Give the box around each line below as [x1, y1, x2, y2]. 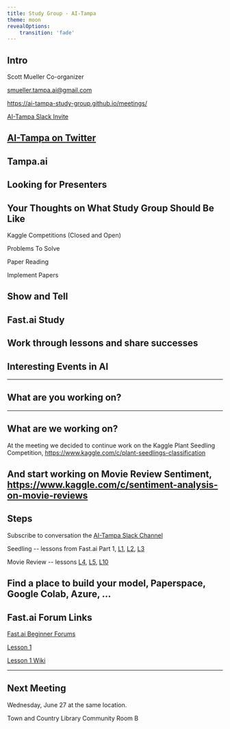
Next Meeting [7, 682, 66, 694]
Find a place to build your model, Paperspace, [7, 578, 206, 589]
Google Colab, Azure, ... [7, 589, 112, 600]
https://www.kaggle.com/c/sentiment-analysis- [7, 479, 218, 491]
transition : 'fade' [19, 29, 75, 36]
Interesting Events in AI [7, 360, 109, 372]
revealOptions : [7, 23, 51, 29]
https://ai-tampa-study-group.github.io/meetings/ [7, 99, 147, 108]
